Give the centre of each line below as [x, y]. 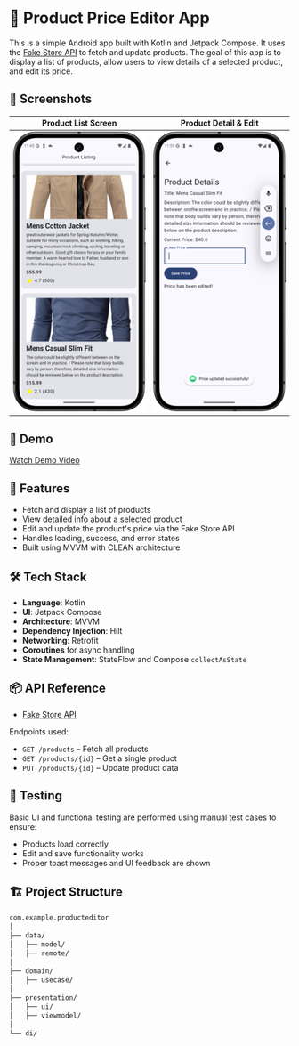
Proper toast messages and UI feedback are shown [116, 863]
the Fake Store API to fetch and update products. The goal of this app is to [145, 52]
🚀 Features [40, 488]
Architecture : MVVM [61, 621]
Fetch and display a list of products [86, 510]
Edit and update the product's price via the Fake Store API [129, 529]
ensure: [23, 826]
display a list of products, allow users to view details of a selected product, [146, 61]
